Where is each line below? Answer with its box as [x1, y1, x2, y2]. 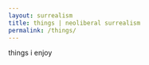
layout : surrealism [8, 11, 73, 20]
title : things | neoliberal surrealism [8, 19, 141, 27]
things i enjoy [8, 48, 53, 58]
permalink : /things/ [8, 26, 77, 34]
